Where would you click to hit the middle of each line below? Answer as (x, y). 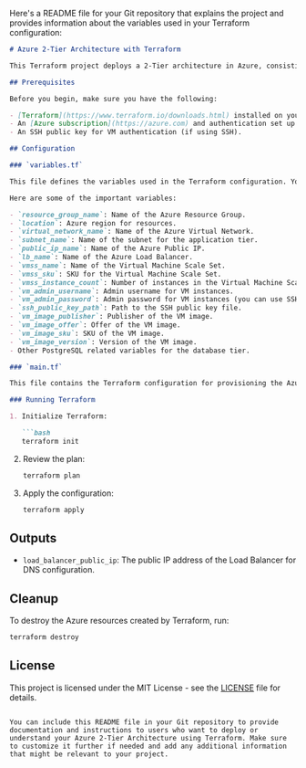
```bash (36, 433)
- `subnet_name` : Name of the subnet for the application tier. (134, 240)
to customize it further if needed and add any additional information (148, 746)
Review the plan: (54, 458)
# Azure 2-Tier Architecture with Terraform (95, 49)
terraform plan (51, 475)
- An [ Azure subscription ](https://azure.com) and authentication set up (153, 124)
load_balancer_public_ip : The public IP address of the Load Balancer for (159, 560)
